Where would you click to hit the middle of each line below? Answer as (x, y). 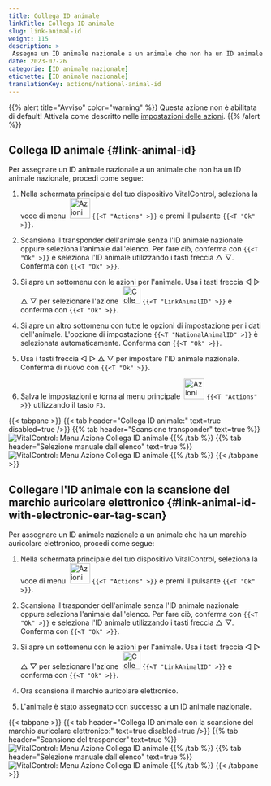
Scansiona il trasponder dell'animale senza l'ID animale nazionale (129, 605)
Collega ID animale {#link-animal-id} (102, 150)
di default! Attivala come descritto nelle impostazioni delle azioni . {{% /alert (134, 116)
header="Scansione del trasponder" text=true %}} (92, 740)
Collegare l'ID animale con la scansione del (119, 489)
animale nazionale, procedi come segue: (76, 178)
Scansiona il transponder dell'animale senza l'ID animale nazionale (131, 240)
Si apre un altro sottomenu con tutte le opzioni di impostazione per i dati (140, 325)
